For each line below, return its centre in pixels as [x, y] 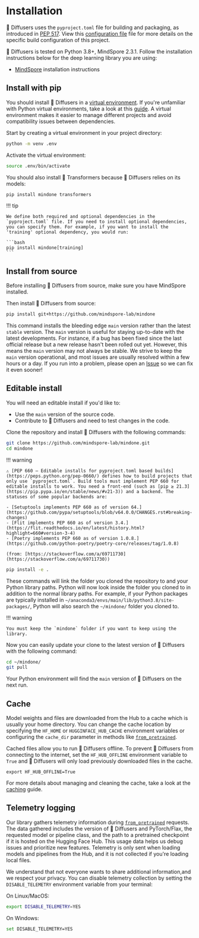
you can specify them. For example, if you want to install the [87, 227]
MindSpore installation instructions [57, 69]
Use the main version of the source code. [65, 414]
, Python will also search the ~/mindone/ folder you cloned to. [105, 606]
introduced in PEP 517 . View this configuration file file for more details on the [99, 33]
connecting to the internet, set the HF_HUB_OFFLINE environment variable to [97, 755]
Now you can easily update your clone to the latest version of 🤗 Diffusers [96, 645]
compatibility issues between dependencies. [61, 121]
